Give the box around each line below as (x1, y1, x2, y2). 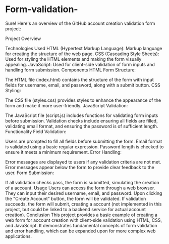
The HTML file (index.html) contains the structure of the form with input (5, 76, 154, 83)
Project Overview (5, 35, 41, 42)
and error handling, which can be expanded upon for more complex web (5, 228, 156, 234)
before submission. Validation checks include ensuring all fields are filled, (5, 117, 158, 124)
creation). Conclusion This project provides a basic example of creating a (5, 212, 158, 218)
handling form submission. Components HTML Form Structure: (5, 67, 136, 73)
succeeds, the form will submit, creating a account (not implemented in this (5, 201, 162, 207)
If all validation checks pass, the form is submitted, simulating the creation (5, 179, 159, 185)
